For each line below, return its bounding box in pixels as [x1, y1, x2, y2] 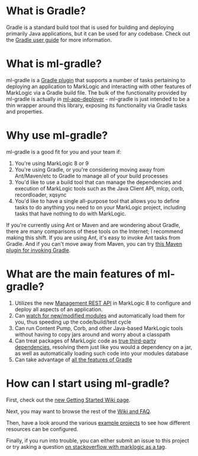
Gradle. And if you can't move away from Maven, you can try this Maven [6, 240, 182, 247]
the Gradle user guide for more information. [6, 36, 112, 43]
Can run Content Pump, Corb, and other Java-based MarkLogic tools [14, 324, 183, 332]
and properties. [6, 108, 44, 115]
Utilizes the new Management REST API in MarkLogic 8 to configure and [14, 299, 191, 306]
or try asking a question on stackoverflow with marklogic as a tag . [6, 443, 167, 450]
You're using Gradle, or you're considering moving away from [14, 166, 165, 173]
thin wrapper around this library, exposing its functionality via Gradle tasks [6, 102, 187, 109]
